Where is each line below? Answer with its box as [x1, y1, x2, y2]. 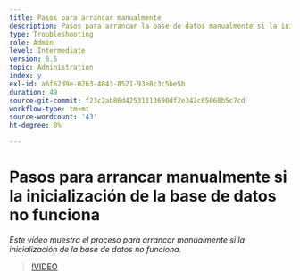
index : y [9, 71, 42, 80]
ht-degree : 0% [9, 121, 62, 130]
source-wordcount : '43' [9, 112, 98, 121]
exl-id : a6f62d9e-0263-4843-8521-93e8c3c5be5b [9, 79, 186, 88]
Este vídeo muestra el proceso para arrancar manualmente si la [9, 234, 246, 245]
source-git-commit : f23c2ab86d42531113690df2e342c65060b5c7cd [9, 95, 246, 105]
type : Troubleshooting [9, 29, 94, 38]
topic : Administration [9, 63, 94, 72]
